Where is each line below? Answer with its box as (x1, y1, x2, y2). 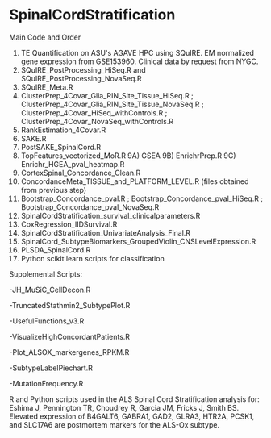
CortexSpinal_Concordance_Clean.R (20, 168, 141, 177)
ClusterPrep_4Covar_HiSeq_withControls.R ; (20, 107, 168, 118)
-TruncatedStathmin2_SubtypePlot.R (9, 300, 131, 310)
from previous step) (20, 185, 87, 194)
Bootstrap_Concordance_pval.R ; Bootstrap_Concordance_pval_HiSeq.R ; (20, 194, 264, 203)
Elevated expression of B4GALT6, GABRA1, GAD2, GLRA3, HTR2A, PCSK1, (9, 411, 255, 421)
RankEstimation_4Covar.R (20, 125, 106, 135)
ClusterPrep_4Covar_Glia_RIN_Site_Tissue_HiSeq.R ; (20, 90, 194, 100)
